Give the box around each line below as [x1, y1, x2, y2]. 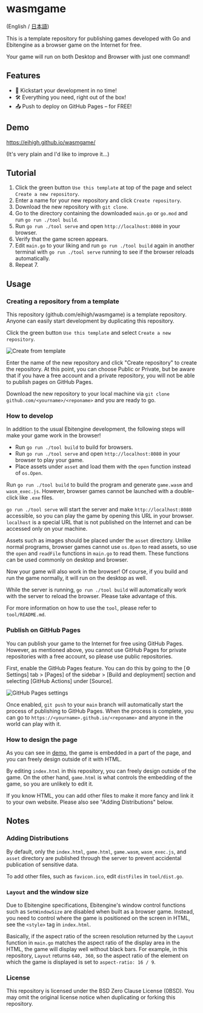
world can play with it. [6, 720, 62, 727]
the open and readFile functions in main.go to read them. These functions [6, 550, 189, 557]
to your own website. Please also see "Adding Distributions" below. [6, 798, 174, 806]
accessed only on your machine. [6, 525, 88, 533]
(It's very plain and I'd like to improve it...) [6, 150, 110, 158]
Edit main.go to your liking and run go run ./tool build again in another [15, 242, 195, 249]
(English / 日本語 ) [6, 22, 50, 30]
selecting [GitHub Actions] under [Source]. [6, 677, 113, 684]
